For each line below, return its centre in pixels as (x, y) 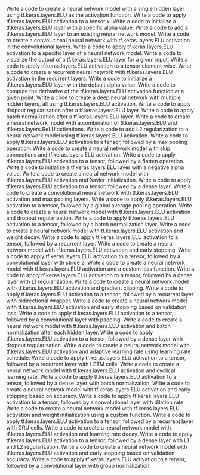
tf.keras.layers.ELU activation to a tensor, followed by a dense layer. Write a (99, 186)
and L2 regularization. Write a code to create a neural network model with (97, 447)
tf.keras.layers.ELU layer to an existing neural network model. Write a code (98, 34)
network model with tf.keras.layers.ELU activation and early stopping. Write (99, 250)
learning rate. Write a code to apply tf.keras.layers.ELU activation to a (91, 377)
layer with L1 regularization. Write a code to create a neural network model (98, 281)
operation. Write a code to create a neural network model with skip (88, 148)
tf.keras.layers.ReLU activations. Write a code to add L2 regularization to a (97, 129)
